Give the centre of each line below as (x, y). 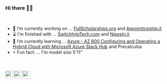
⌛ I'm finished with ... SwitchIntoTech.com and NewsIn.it (71, 34)
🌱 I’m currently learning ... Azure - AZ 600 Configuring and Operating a (86, 41)
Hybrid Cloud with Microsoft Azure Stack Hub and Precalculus (77, 46)
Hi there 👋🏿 (19, 8)
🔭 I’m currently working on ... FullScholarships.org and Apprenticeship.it (87, 28)
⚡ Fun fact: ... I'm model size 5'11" (47, 52)
